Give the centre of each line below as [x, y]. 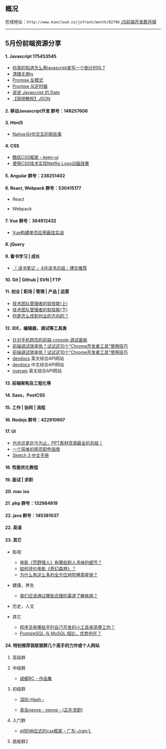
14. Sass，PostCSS [25, 395]
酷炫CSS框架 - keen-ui [35, 158]
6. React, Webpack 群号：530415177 [43, 188]
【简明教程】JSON [31, 99]
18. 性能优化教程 [22, 468]
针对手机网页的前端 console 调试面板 [50, 340]
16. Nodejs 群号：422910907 [35, 420]
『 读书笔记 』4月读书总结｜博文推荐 [50, 268]
